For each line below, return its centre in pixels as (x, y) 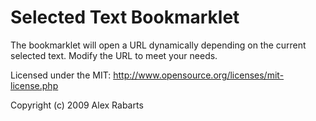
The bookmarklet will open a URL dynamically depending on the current (158, 45)
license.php (34, 85)
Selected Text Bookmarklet (125, 17)
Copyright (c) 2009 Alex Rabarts (77, 105)
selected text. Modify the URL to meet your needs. (114, 55)
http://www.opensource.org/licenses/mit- (199, 75)
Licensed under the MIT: (61, 75)
